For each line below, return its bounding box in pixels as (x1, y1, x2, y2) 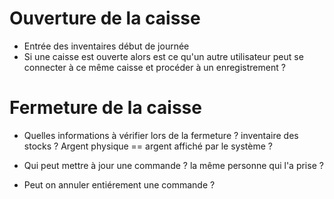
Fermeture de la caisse (9, 97, 202, 119)
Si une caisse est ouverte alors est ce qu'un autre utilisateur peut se (23, 50, 304, 62)
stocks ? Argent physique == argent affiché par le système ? (23, 140, 273, 152)
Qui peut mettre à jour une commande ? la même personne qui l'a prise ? (23, 159, 324, 171)
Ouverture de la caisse (9, 7, 201, 30)
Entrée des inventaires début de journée (23, 40, 190, 52)
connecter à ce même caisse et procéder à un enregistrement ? (23, 61, 286, 73)
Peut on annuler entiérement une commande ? (23, 178, 216, 191)
